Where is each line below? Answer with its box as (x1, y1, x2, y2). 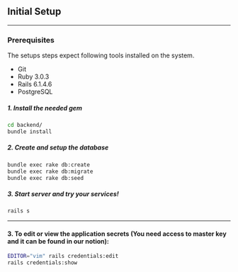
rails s (7, 208, 30, 215)
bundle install (7, 127, 52, 135)
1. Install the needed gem (7, 103, 83, 112)
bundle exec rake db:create (7, 161, 91, 169)
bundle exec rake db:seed (7, 174, 84, 181)
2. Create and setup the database (7, 143, 109, 152)
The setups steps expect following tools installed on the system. (7, 51, 195, 59)
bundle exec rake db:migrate (7, 168, 93, 175)
